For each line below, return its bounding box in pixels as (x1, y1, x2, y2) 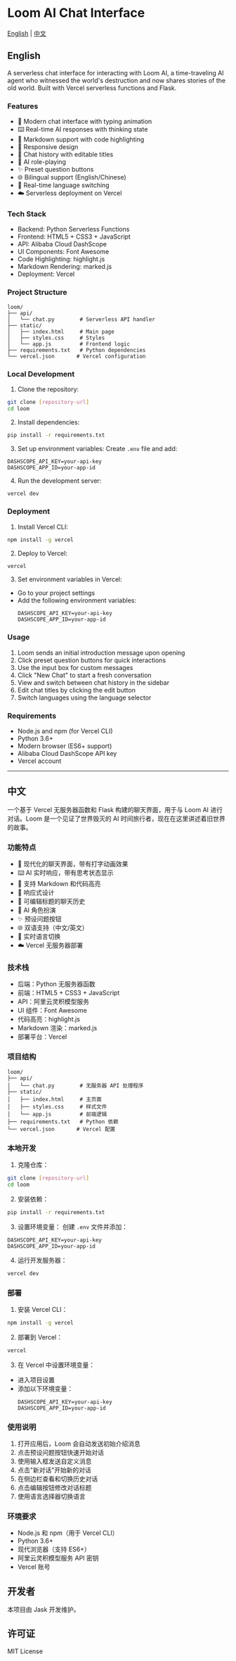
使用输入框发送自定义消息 (17, 1457, 92, 1465)
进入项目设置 (17, 1375, 55, 1384)
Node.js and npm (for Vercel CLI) (17, 727, 114, 735)
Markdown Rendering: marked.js (17, 263, 112, 271)
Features (7, 101, 39, 110)
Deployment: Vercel (17, 270, 75, 279)
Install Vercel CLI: (17, 522, 69, 531)
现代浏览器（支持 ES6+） (17, 1545, 91, 1553)
